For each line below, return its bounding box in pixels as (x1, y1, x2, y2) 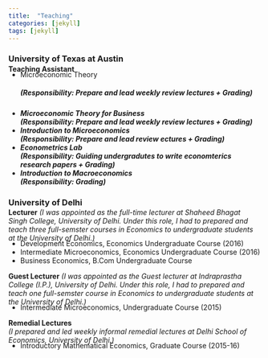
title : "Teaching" (8, 11, 74, 20)
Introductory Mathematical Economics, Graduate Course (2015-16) (19, 341, 241, 351)
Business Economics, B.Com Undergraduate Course (19, 256, 193, 265)
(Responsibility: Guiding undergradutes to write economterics (19, 150, 232, 161)
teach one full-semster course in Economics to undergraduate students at (8, 289, 254, 298)
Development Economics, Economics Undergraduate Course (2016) (19, 239, 245, 249)
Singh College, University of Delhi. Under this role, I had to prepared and (8, 216, 249, 226)
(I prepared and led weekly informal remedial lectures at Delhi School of (8, 327, 247, 336)
